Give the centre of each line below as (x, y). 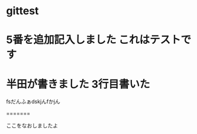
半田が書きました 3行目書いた (78, 84)
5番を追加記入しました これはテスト (94, 40)
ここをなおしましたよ (32, 126)
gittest (22, 11)
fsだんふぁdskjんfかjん (33, 101)
